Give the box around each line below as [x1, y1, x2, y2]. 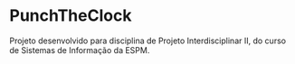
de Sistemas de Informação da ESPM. [9, 44, 150, 55]
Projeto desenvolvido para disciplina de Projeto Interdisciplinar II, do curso [9, 35, 287, 46]
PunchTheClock [9, 5, 132, 26]
